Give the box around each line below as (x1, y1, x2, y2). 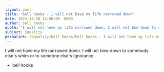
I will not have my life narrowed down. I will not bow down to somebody (5, 47, 149, 54)
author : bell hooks (5, 20, 45, 26)
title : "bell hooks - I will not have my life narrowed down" (5, 12, 134, 17)
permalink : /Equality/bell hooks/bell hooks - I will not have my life (5, 35, 154, 39)
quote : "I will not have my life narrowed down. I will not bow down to (5, 25, 156, 30)
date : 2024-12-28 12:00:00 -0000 (5, 16, 73, 21)
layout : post (5, 7, 32, 12)
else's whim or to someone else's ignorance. (5, 53, 95, 58)
